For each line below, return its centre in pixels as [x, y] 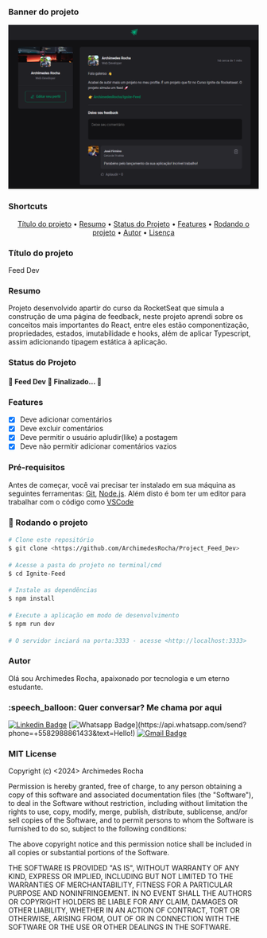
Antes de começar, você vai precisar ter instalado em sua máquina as [122, 485]
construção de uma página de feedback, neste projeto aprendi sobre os [126, 317]
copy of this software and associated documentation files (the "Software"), [131, 795]
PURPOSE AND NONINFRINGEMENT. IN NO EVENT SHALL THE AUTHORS [130, 893]
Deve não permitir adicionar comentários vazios [98, 446]
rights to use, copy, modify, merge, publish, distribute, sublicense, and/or [128, 812]
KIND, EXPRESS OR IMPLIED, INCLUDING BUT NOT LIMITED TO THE [121, 877]
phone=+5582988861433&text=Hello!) [72, 734]
